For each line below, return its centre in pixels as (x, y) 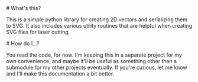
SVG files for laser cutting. (38, 32)
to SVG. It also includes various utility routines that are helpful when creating (99, 26)
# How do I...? (23, 43)
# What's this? (24, 8)
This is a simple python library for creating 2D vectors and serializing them (97, 19)
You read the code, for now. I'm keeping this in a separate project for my (94, 55)
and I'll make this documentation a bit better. (60, 74)
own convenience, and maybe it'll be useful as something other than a (92, 61)
